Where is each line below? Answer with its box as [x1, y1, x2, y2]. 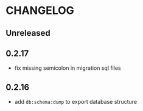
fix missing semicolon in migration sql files [14, 64, 121, 72]
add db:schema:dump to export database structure [14, 98, 138, 106]
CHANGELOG [5, 4, 74, 18]
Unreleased [5, 28, 51, 38]
